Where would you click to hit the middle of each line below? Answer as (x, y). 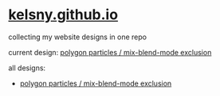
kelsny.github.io (63, 15)
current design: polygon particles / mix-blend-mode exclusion (110, 52)
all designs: (27, 68)
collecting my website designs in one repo (78, 37)
